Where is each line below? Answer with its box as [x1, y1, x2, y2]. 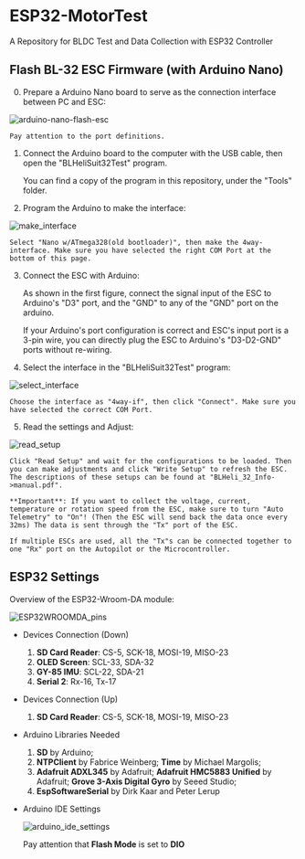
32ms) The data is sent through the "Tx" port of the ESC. [9, 520, 239, 530]
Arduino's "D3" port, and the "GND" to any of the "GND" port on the [22, 297, 279, 308]
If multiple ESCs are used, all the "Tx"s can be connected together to [9, 536, 292, 546]
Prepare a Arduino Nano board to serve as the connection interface [22, 86, 277, 97]
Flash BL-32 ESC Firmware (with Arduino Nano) [9, 62, 284, 78]
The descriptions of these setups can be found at [9, 472, 206, 482]
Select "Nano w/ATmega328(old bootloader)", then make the [9, 238, 239, 247]
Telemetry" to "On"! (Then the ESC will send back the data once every [9, 513, 288, 522]
